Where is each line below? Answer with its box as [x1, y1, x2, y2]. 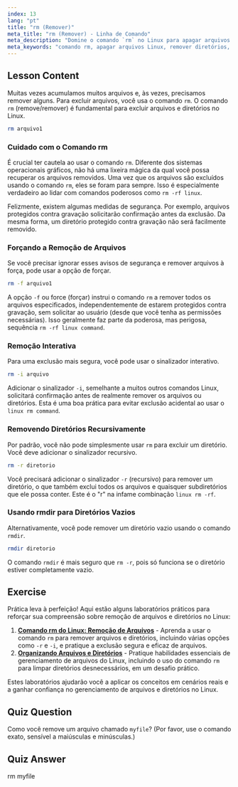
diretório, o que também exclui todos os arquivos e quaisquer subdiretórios [7, 482, 227, 491]
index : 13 [7, 10, 37, 18]
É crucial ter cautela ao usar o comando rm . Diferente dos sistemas [7, 158, 202, 167]
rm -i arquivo [7, 371, 50, 378]
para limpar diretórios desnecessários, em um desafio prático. [17, 664, 200, 672]
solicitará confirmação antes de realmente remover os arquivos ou [7, 391, 202, 400]
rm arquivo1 [7, 125, 43, 132]
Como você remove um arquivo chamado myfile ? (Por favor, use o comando [7, 725, 232, 734]
